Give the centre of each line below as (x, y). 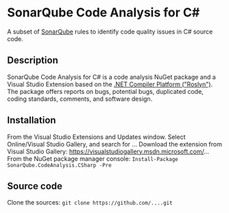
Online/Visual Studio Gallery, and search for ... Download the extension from (115, 144)
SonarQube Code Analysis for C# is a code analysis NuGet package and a (111, 77)
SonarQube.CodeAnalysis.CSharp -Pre (59, 165)
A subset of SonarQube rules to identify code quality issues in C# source (110, 32)
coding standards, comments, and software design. (80, 99)
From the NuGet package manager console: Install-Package (93, 158)
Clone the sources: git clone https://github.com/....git (90, 203)
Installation (32, 120)
